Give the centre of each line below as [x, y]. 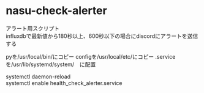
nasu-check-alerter [57, 11]
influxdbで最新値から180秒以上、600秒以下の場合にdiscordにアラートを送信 [102, 36]
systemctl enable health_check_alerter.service [64, 83]
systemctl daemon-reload [38, 76]
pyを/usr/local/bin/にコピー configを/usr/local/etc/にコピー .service [91, 56]
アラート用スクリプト [32, 28]
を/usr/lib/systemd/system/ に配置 [51, 64]
